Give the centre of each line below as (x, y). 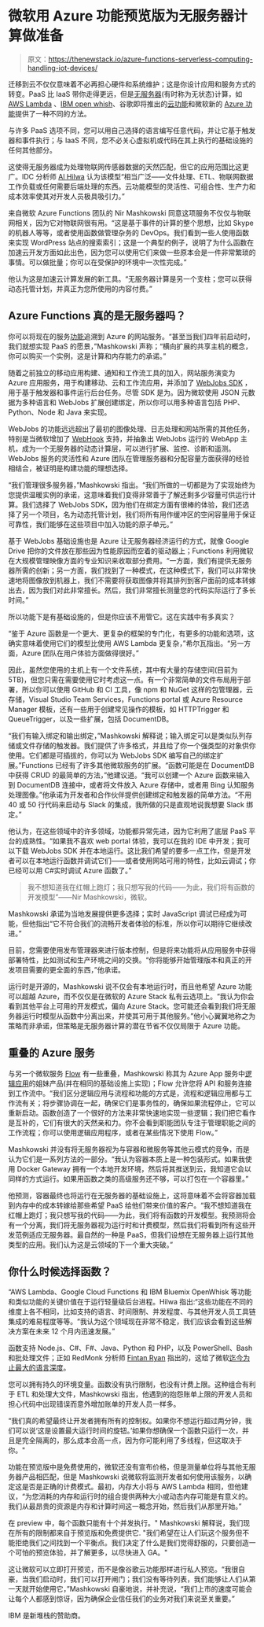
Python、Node (32, 412)
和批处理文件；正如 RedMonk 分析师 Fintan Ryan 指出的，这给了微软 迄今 (126, 1358)
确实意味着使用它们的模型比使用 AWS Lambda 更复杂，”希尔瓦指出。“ (119, 643)
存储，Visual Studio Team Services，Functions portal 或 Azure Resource (126, 699)
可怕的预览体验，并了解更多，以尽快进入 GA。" (91, 1553)
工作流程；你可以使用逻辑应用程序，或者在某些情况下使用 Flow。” (113, 1132)
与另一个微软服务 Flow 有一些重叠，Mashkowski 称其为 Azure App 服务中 (127, 1073)
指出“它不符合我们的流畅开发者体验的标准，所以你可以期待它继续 (140, 923)
